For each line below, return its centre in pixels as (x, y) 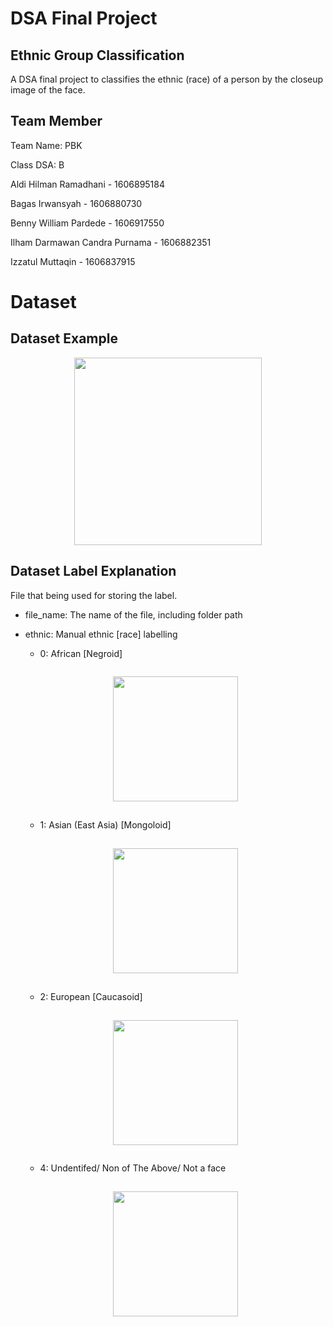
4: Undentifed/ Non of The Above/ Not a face (133, 1168)
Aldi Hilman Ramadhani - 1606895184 (88, 184)
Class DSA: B (37, 164)
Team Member (56, 121)
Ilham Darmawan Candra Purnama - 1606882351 (111, 242)
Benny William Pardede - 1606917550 (87, 223)
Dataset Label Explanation (93, 571)
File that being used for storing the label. (94, 595)
